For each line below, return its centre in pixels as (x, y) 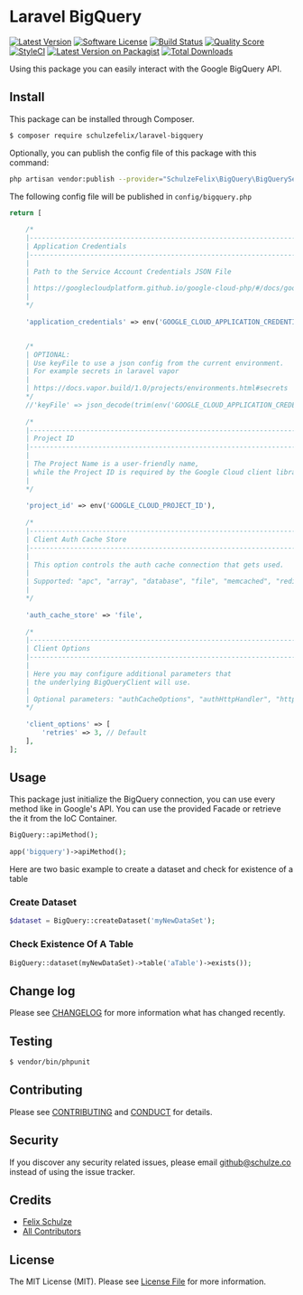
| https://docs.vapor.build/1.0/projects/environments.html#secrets (157, 389)
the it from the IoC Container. (63, 819)
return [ (26, 213)
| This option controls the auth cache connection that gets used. (155, 565)
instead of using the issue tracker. (72, 1171)
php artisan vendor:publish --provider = (87, 179)
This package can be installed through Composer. (102, 118)
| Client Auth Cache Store (76, 540)
